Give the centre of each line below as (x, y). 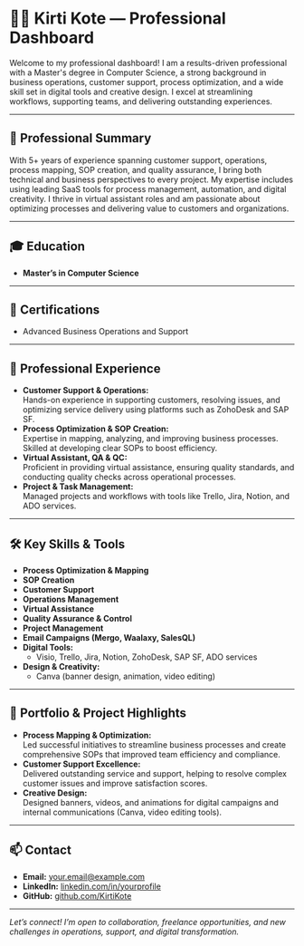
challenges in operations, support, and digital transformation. (124, 932)
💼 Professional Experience (85, 368)
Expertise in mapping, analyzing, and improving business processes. (150, 439)
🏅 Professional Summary (81, 138)
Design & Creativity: (61, 666)
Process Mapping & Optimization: (87, 735)
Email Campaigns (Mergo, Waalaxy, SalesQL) (109, 637)
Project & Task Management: (78, 487)
